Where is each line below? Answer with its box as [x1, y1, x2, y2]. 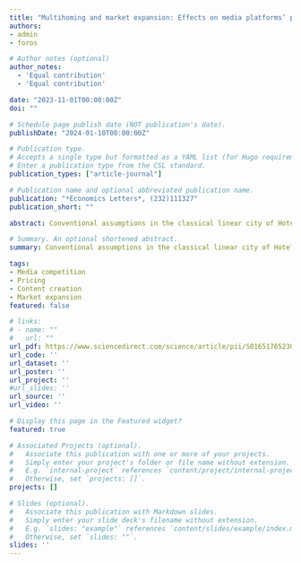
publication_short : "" [9, 203, 94, 212]
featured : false [9, 301, 70, 310]
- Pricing [9, 275, 47, 285]
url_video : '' [9, 401, 63, 410]
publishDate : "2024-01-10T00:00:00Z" [9, 128, 150, 137]
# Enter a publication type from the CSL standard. [9, 161, 206, 170]
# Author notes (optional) [9, 55, 110, 64]
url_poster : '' [9, 367, 66, 377]
